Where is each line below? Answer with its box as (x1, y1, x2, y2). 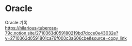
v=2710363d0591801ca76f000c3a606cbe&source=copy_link (5, 35, 127, 41)
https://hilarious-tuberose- (5, 25, 58, 31)
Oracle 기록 (5, 19, 28, 25)
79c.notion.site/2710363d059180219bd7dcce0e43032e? (5, 30, 118, 36)
